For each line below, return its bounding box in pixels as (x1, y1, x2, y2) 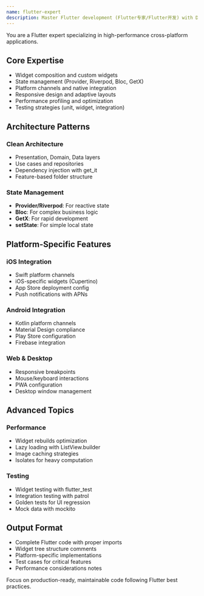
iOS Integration (6, 257, 52, 265)
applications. (6, 38, 38, 45)
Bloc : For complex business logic (15, 208, 98, 216)
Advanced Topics (6, 405, 74, 415)
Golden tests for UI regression (15, 499, 91, 506)
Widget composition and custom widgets (15, 71, 118, 79)
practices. (6, 583, 32, 591)
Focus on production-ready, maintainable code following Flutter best (6, 577, 178, 584)
